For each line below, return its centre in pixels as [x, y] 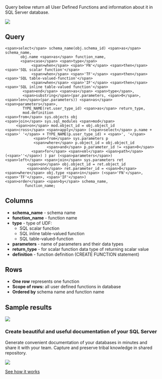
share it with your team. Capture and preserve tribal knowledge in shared [79, 348]
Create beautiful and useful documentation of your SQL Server [81, 332]
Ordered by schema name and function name [58, 292]
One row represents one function [46, 281]
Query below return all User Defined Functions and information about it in [79, 7]
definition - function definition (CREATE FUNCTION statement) [76, 254]
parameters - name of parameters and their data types [68, 244]
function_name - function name [45, 217]
